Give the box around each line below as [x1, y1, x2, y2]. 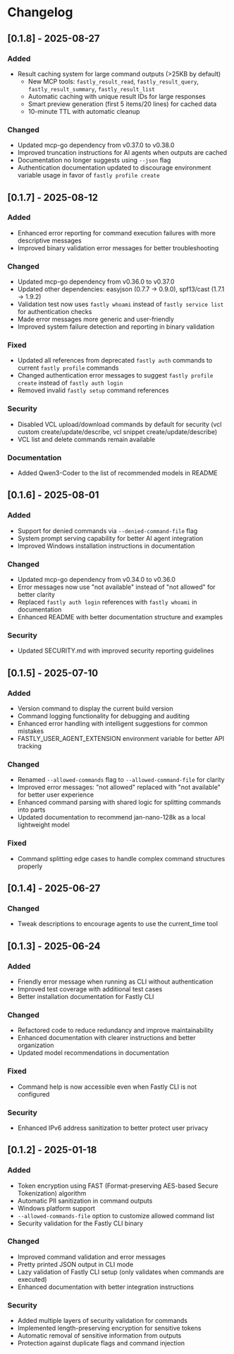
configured [17, 1090, 50, 1098]
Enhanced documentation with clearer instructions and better [17, 1034, 196, 1042]
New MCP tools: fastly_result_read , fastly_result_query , [27, 77, 199, 86]
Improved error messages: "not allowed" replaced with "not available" [17, 783, 221, 792]
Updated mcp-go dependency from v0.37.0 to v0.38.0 [17, 141, 175, 149]
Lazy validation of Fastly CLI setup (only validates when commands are [17, 1267, 224, 1276]
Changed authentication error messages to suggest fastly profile [17, 371, 214, 380]
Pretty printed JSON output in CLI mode [17, 1260, 134, 1268]
